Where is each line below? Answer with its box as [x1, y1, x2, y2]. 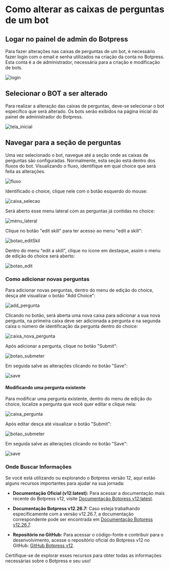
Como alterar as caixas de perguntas [5, 4, 165, 15]
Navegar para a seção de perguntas [5, 138, 122, 147]
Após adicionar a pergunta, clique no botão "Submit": [5, 343, 118, 349]
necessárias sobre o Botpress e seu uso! [5, 558, 91, 564]
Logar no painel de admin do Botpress [5, 35, 129, 43]
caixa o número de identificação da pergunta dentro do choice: [5, 323, 138, 329]
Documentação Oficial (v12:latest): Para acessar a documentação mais [12, 490, 165, 496]
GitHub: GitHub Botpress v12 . [12, 542, 75, 549]
